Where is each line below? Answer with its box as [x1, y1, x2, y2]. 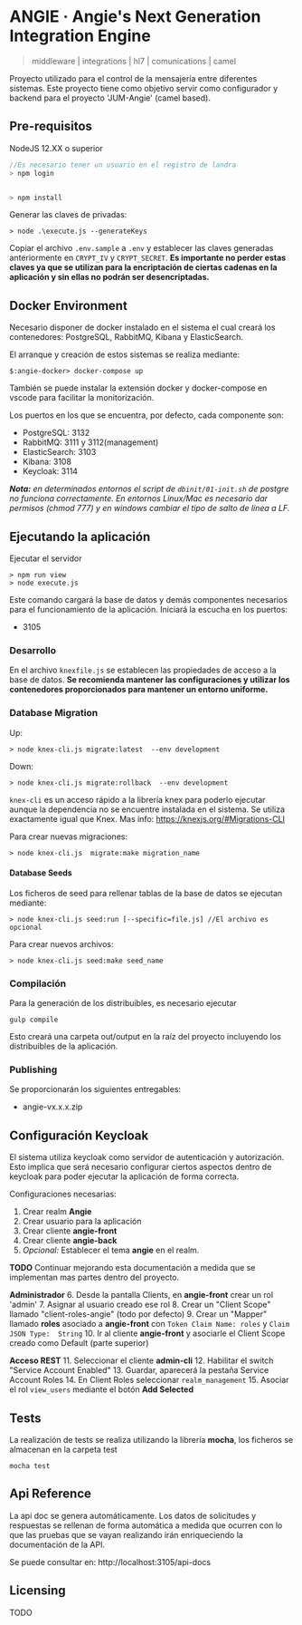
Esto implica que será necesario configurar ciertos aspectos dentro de [9, 1162, 272, 1173]
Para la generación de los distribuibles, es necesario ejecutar [9, 998, 237, 1009]
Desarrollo [9, 643, 57, 656]
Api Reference [9, 1486, 92, 1502]
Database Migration [9, 707, 99, 720]
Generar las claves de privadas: [9, 209, 127, 220]
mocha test [9, 1462, 51, 1471]
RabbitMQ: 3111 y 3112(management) [22, 437, 159, 448]
